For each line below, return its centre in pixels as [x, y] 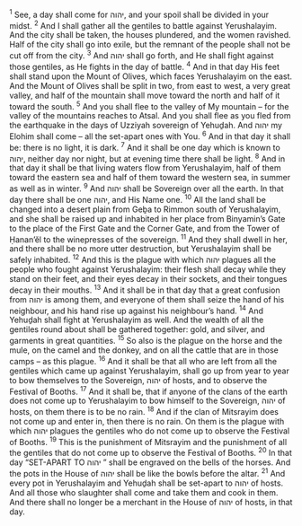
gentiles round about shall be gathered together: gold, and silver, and [137, 329]
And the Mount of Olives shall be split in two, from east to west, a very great [150, 85]
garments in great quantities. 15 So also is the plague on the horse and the [146, 340]
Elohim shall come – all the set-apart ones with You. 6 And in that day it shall [150, 136]
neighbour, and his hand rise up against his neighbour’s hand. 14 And [136, 310]
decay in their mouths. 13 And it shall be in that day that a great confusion [145, 289]
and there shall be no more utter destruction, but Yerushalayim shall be [141, 249]
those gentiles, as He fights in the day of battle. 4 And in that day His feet [145, 66]
